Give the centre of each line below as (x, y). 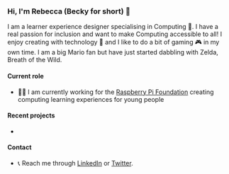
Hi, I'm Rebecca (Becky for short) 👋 (69, 11)
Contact (19, 147)
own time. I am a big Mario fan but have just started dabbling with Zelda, (113, 52)
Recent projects (31, 115)
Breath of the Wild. (35, 60)
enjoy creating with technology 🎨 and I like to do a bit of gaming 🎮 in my (113, 42)
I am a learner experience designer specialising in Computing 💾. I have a (113, 27)
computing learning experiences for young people (91, 99)
